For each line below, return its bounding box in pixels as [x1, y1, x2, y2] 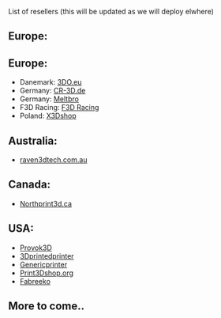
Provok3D [19, 243, 53, 252]
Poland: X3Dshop [19, 111, 77, 121]
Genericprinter [19, 259, 68, 269]
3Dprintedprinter [19, 251, 74, 260]
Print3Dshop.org [19, 268, 73, 278]
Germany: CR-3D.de [19, 86, 86, 96]
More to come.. [8, 300, 85, 313]
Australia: [8, 134, 58, 147]
